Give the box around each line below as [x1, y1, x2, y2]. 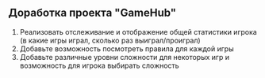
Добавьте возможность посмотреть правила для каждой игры [19, 43, 234, 54]
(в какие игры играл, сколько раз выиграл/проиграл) [19, 35, 201, 45]
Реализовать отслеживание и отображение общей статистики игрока [19, 27, 258, 36]
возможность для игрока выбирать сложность [19, 61, 180, 70]
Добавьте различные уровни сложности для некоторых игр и [19, 52, 230, 61]
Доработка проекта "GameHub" [8, 6, 177, 20]
